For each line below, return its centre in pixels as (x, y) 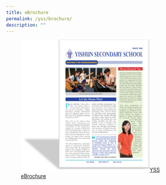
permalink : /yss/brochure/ (39, 19)
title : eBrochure (27, 12)
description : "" (26, 25)
